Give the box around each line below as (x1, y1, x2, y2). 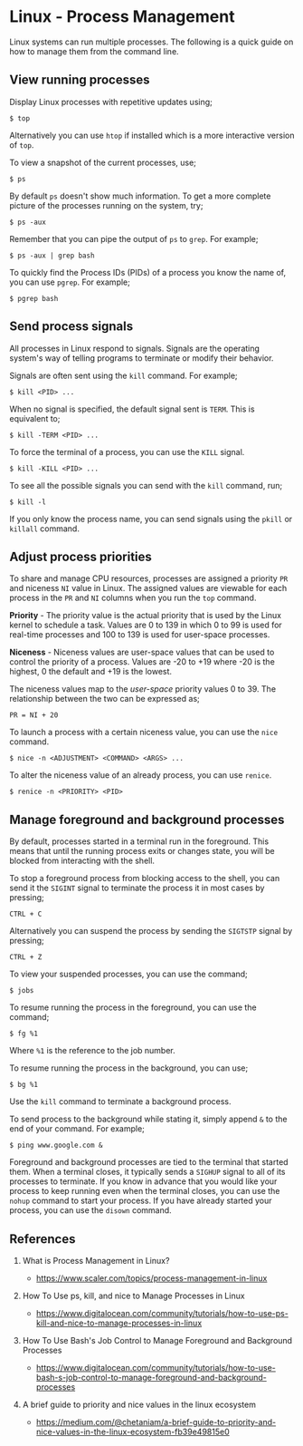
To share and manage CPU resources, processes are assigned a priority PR (9, 573, 289, 584)
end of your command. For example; (9, 1123, 145, 1134)
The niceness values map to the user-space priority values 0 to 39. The (9, 684, 277, 694)
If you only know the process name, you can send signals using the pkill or (9, 513, 293, 524)
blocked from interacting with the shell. (9, 855, 156, 867)
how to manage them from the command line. (9, 45, 179, 56)
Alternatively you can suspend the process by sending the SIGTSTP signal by (9, 926, 293, 937)
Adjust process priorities (9, 548, 152, 564)
